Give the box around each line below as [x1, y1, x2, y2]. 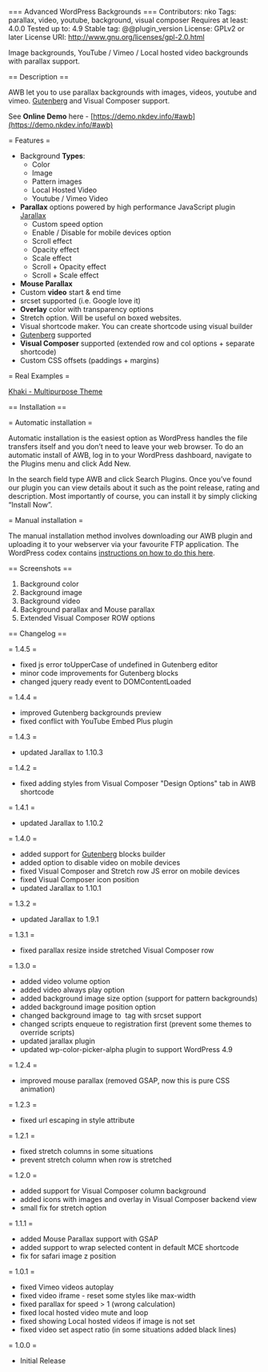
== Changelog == [8, 629, 67, 638]
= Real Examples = [8, 371, 70, 380]
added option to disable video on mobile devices [19, 858, 181, 867]
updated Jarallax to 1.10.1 [19, 884, 102, 892]
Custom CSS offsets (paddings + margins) [19, 356, 160, 365]
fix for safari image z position [19, 1251, 117, 1261]
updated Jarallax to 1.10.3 [19, 747, 104, 757]
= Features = [8, 136, 50, 145]
